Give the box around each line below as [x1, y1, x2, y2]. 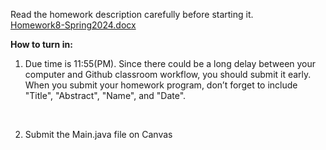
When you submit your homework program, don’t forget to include [24, 79, 298, 91]
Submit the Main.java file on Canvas [24, 129, 173, 140]
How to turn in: [10, 39, 73, 50]
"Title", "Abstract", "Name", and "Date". [24, 90, 187, 101]
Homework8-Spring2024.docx [10, 19, 137, 31]
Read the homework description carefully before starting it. [10, 9, 254, 20]
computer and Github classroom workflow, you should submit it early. [24, 69, 312, 80]
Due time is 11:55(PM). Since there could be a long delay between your [24, 58, 317, 69]
